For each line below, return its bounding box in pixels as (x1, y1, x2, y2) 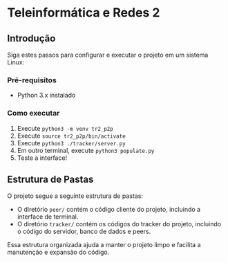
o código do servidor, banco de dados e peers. (17, 227, 151, 236)
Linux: (7, 58, 25, 66)
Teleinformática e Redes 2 (7, 5, 160, 21)
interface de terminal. (17, 212, 79, 221)
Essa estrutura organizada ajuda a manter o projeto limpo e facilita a (7, 241, 202, 249)
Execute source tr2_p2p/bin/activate (17, 131, 126, 140)
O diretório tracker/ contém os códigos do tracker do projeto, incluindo (17, 220, 222, 228)
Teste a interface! (17, 154, 68, 162)
